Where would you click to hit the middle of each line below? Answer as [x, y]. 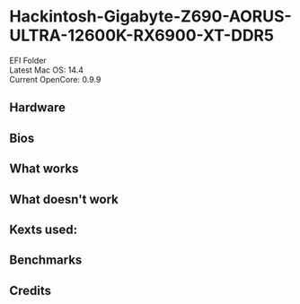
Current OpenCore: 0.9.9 [55, 79]
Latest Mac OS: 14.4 [46, 70]
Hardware [37, 108]
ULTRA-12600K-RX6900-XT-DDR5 [141, 35]
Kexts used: [44, 229]
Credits [31, 290]
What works [44, 169]
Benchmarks [46, 261]
